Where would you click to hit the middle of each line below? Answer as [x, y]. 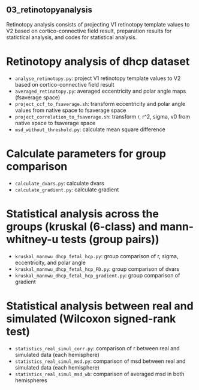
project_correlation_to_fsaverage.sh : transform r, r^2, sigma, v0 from [102, 116]
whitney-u [32, 239]
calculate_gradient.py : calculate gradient [67, 190]
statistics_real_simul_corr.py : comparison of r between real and [97, 348]
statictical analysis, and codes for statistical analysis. [72, 37]
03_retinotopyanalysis [49, 10]
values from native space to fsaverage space [70, 110]
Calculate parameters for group [86, 153]
